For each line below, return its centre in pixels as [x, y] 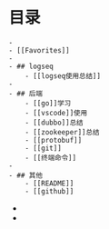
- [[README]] [50, 183]
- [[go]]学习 [48, 103]
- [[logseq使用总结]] [63, 76]
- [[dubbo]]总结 [54, 123]
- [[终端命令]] [51, 158]
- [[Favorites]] [39, 50]
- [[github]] [50, 191]
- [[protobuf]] [54, 140]
